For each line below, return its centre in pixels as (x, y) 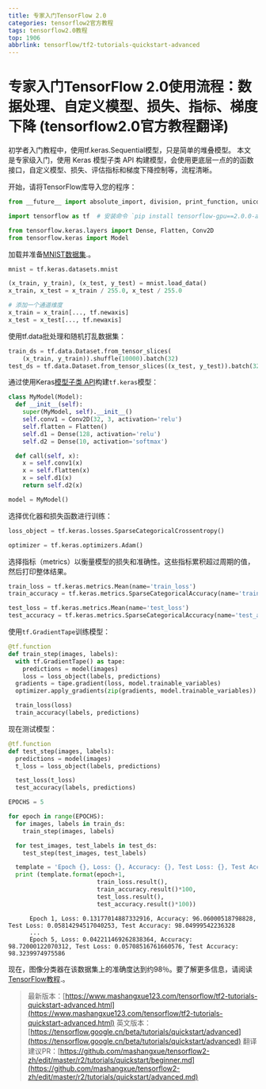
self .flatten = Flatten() (65, 427)
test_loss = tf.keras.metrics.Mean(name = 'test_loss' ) (99, 608)
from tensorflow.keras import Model (68, 238)
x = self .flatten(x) (56, 471)
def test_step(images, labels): (61, 751)
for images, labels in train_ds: (70, 824)
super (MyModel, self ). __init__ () (78, 412)
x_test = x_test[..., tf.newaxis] (65, 320)
